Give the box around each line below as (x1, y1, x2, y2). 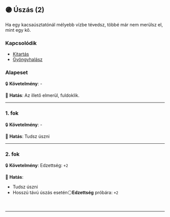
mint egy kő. (5, 27, 31, 33)
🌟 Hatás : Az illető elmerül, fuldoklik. (5, 92, 80, 98)
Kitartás (12, 51, 29, 57)
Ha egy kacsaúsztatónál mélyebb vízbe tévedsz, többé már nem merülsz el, (5, 21, 163, 28)
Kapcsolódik (5, 39, 37, 46)
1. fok (5, 110, 19, 117)
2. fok (5, 150, 20, 157)
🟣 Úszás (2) (5, 6, 45, 14)
